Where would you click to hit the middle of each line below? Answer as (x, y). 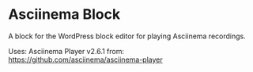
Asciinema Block (64, 14)
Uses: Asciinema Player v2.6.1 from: (66, 51)
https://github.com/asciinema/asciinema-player (86, 59)
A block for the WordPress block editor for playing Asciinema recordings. (127, 36)
